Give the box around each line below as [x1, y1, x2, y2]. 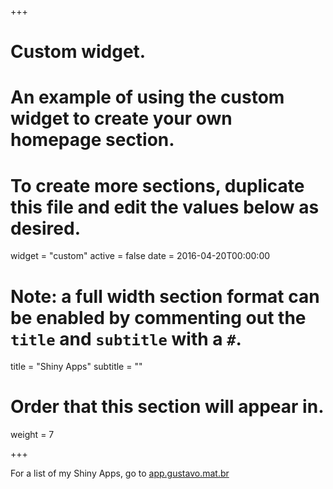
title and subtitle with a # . [10, 327, 242, 350]
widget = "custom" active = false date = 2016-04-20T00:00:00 [10, 250, 271, 262]
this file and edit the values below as [10, 196, 320, 218]
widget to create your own [10, 107, 233, 130]
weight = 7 [10, 429, 55, 441]
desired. [10, 217, 81, 240]
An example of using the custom [10, 86, 285, 109]
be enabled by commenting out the [10, 306, 307, 329]
